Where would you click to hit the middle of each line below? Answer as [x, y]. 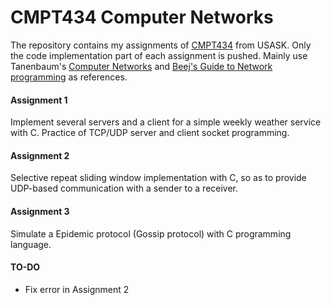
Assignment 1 [39, 100]
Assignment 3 [40, 211]
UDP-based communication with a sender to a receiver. [124, 188]
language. [31, 244]
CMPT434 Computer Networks [142, 17]
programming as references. [69, 77]
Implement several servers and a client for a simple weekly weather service [166, 122]
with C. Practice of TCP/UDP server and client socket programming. [150, 133]
